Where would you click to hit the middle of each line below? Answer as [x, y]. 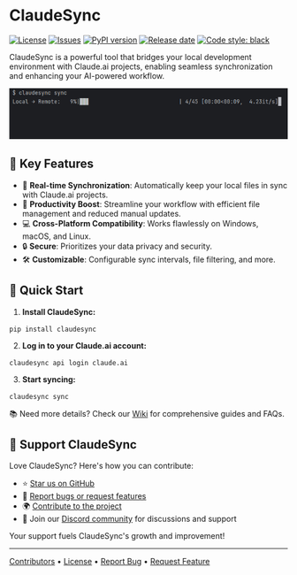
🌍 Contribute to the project [72, 506]
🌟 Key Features [52, 164]
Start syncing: [49, 379]
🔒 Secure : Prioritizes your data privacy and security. [117, 246]
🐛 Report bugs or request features [84, 496]
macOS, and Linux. [56, 236]
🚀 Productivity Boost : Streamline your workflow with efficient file [141, 203]
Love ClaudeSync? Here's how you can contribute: [102, 466]
